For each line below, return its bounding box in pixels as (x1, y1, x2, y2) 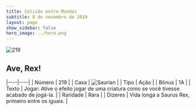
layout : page (6, 19, 38, 25)
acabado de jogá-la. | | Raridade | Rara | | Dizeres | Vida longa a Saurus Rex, (6, 91, 190, 98)
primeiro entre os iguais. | (6, 97, 68, 104)
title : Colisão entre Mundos (6, 8, 77, 15)
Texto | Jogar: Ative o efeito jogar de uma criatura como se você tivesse (6, 85, 180, 92)
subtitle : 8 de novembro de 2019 (6, 14, 88, 20)
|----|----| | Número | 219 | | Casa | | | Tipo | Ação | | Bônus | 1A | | (6, 78, 191, 85)
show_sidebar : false (6, 25, 57, 31)
